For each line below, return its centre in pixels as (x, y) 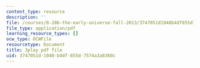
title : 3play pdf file (34, 50)
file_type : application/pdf (41, 28)
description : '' (26, 17)
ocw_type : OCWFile (29, 39)
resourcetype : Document (36, 45)
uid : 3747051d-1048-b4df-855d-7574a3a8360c (61, 56)
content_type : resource (36, 12)
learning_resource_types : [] (42, 34)
